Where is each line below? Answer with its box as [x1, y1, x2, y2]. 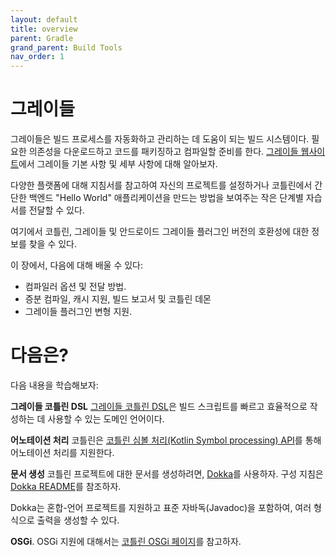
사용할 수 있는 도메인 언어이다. [47, 413, 165, 425]
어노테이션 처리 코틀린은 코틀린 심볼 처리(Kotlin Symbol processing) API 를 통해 [10, 434, 322, 446]
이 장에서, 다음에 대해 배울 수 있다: [10, 259, 144, 271]
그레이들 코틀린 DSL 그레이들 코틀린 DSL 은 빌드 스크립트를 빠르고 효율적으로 [10, 401, 308, 412]
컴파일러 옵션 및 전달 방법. [24, 281, 127, 293]
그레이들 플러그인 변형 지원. [24, 306, 133, 318]
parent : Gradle [10, 33, 74, 43]
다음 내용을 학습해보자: [10, 379, 99, 391]
